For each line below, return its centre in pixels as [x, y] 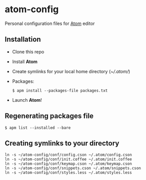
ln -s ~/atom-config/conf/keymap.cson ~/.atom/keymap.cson [68, 164]
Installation [23, 39]
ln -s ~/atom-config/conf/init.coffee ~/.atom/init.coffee [68, 159]
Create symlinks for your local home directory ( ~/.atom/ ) [71, 71]
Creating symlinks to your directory [62, 143]
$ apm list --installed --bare [38, 128]
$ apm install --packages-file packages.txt [60, 91]
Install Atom [25, 62]
